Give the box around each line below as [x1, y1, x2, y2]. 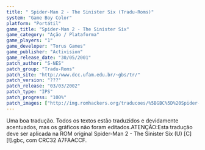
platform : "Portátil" [6, 20, 62, 26]
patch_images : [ [6, 100, 48, 106]
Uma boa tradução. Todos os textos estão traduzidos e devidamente [6, 117, 179, 124]
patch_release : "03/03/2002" [6, 83, 81, 89]
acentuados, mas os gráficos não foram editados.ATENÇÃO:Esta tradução [6, 123, 193, 130]
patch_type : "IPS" [6, 89, 53, 95]
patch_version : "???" [6, 77, 62, 83]
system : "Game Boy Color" [6, 15, 72, 21]
